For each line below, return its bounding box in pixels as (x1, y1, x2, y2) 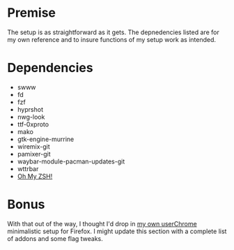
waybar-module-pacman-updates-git (17, 157, 125, 166)
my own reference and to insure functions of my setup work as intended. (7, 35, 217, 43)
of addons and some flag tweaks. (7, 234, 103, 242)
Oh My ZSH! (17, 172, 53, 180)
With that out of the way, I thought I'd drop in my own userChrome (7, 219, 197, 228)
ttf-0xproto (17, 120, 49, 128)
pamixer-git (17, 149, 51, 158)
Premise (7, 5, 56, 21)
